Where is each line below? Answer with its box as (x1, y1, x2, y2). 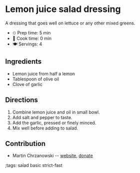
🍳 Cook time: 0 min (12, 35, 52, 41)
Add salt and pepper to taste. (12, 114, 73, 120)
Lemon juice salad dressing (5, 3, 121, 15)
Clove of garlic (12, 81, 43, 87)
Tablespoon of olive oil (12, 76, 59, 82)
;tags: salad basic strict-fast (5, 162, 63, 168)
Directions (5, 96, 38, 104)
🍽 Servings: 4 (12, 41, 42, 47)
